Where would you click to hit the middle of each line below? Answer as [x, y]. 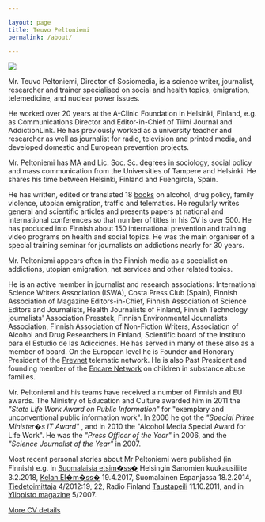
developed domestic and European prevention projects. [99, 147]
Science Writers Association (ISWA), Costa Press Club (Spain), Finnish [123, 293]
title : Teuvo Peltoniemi [49, 30]
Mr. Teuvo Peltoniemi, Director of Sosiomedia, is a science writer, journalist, [131, 82]
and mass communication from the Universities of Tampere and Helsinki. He [132, 171]
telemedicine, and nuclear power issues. [74, 98]
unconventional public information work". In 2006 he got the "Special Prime [131, 417]
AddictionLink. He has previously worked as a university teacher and [120, 131]
